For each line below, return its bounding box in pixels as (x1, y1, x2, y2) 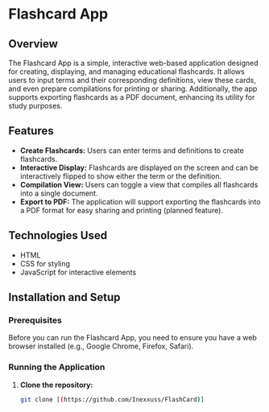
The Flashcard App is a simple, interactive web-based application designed (8, 58, 259, 68)
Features (8, 124, 54, 138)
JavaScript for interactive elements (19, 267, 137, 277)
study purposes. (8, 101, 63, 110)
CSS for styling (19, 258, 71, 268)
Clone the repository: (19, 380, 93, 389)
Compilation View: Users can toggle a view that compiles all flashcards (19, 179, 259, 189)
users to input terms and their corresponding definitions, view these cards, (8, 76, 256, 84)
